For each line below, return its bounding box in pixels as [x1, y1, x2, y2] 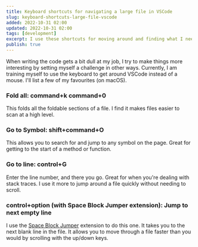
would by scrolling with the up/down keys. [6, 235, 109, 242]
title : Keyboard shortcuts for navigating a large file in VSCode [6, 8, 173, 15]
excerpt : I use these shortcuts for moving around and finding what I [6, 36, 183, 42]
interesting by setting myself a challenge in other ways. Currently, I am [6, 64, 177, 71]
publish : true [6, 42, 41, 48]
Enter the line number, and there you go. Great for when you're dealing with [6, 174, 190, 181]
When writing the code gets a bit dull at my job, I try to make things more [6, 57, 183, 65]
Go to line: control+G [6, 160, 67, 168]
